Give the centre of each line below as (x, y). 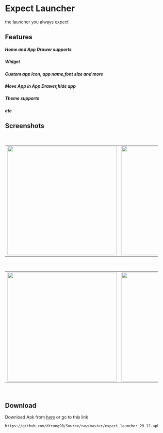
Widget (13, 62)
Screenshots (25, 126)
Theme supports (22, 98)
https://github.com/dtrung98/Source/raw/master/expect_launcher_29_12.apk (82, 426)
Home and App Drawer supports (38, 49)
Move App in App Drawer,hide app (41, 86)
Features (19, 37)
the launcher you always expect (37, 22)
